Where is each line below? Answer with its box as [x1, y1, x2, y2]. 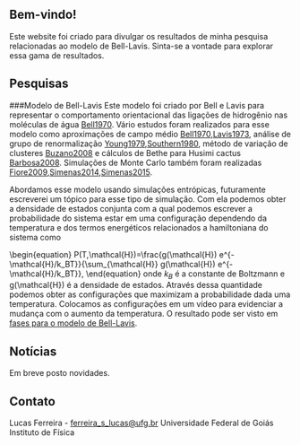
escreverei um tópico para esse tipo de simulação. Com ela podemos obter [9, 193, 287, 205]
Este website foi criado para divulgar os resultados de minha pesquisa [9, 31, 269, 41]
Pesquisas [9, 76, 69, 92]
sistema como [9, 231, 61, 242]
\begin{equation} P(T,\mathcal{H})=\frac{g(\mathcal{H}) [9, 249, 218, 259]
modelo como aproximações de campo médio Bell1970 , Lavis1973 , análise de [9, 128, 292, 139]
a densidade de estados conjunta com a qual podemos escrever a [9, 203, 253, 214]
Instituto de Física [9, 427, 75, 438]
